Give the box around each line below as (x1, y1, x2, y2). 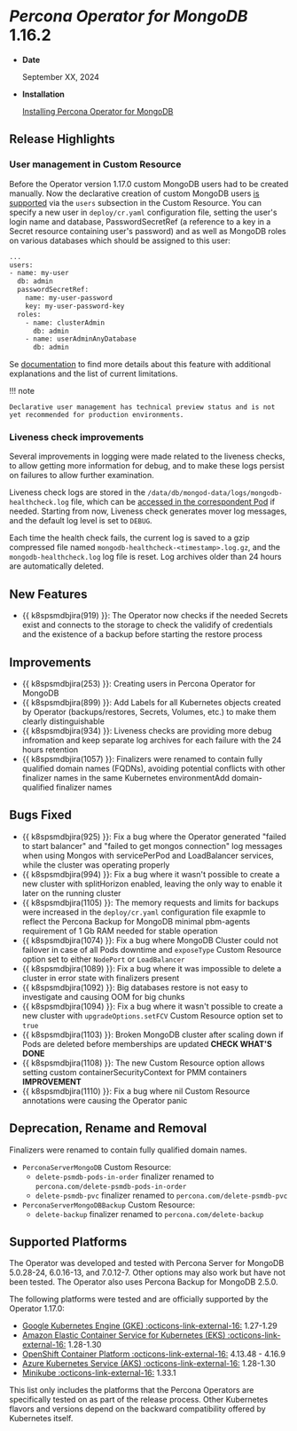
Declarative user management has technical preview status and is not (9, 403, 276, 412)
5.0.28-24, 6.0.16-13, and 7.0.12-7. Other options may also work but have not (9, 1267, 285, 1278)
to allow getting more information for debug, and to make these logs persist (9, 460, 285, 471)
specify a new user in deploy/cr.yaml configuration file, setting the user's (9, 207, 277, 217)
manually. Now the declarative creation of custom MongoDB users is (9, 188, 260, 199)
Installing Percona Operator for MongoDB (21, 106, 174, 116)
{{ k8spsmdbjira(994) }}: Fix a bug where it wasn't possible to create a (21, 869, 280, 879)
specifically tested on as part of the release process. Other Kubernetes (9, 1395, 269, 1405)
